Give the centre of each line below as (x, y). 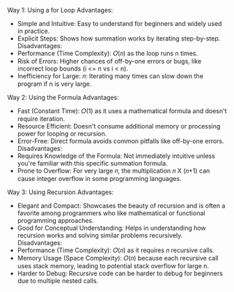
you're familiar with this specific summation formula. (93, 163)
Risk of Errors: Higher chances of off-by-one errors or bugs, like (109, 61)
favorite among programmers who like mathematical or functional (111, 213)
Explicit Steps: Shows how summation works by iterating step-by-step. (119, 38)
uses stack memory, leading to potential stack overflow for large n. (113, 266)
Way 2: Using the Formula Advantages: (63, 97)
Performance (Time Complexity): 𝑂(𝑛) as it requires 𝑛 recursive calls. (116, 250)
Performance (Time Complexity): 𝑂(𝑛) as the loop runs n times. (108, 53)
